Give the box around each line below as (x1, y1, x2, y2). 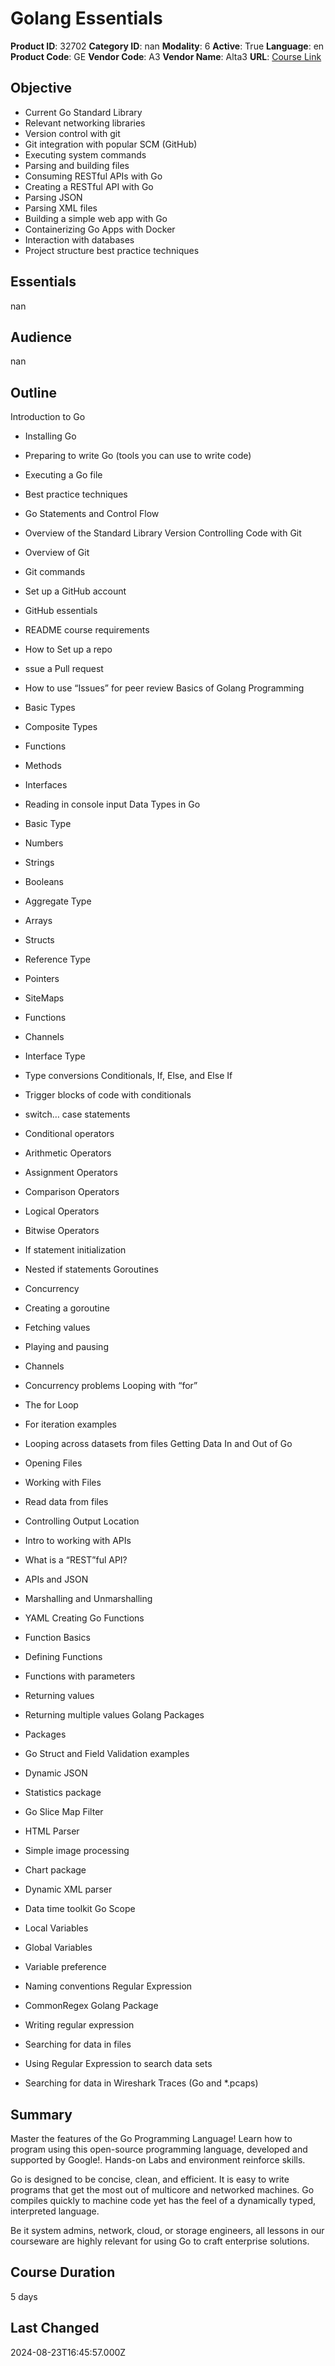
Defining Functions (24, 1651, 103, 1663)
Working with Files (24, 1477, 102, 1489)
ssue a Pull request (24, 663, 104, 675)
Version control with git (24, 127, 121, 139)
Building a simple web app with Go (24, 212, 168, 224)
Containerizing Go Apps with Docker (24, 223, 176, 235)
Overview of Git (24, 547, 90, 559)
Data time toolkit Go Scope (24, 1903, 136, 1915)
